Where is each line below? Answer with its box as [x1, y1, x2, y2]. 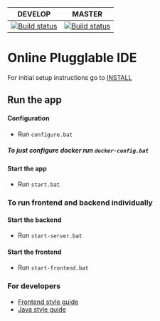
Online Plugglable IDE [7, 50, 137, 66]
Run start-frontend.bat [17, 263, 89, 272]
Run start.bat [17, 180, 60, 188]
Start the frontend [7, 248, 62, 256]
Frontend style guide [17, 297, 79, 306]
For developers [7, 281, 61, 291]
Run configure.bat [17, 130, 73, 138]
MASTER [72, 9, 103, 19]
